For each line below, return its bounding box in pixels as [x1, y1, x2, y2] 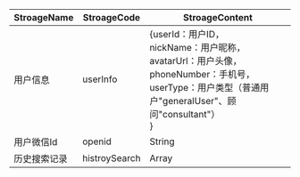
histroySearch [81, 152, 141, 164]
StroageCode [82, 12, 141, 23]
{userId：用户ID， [149, 28, 225, 40]
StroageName [13, 12, 74, 23]
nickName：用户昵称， [149, 42, 246, 53]
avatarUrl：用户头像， [149, 55, 243, 67]
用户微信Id [13, 136, 58, 148]
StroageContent [182, 12, 253, 23]
